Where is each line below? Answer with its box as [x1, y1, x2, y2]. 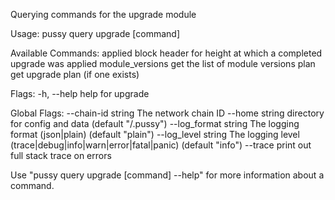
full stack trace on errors [10, 150, 112, 161]
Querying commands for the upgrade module [10, 9, 197, 20]
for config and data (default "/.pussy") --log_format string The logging [10, 118, 300, 129]
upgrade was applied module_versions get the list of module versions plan [10, 58, 316, 69]
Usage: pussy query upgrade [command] [10, 28, 181, 39]
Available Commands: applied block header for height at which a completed [10, 47, 323, 59]
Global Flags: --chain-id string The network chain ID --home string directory [10, 107, 325, 119]
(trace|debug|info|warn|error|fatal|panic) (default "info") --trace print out [10, 139, 312, 151]
